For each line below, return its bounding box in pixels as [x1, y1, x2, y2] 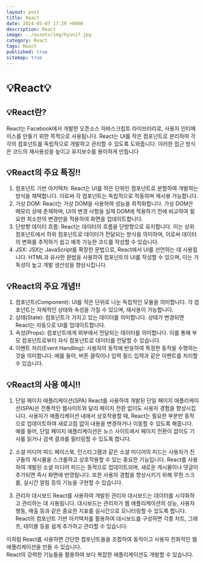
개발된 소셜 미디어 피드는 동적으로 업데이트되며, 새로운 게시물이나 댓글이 [26, 463, 199, 471]
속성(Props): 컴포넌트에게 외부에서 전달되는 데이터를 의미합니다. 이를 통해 [15, 329, 191, 337]
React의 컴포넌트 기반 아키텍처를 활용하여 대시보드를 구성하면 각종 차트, [15, 515, 187, 522]
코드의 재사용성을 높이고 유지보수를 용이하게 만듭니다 [12, 148, 139, 155]
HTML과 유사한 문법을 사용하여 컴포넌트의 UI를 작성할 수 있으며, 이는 [28, 254, 193, 261]
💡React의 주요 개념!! [6, 281, 81, 291]
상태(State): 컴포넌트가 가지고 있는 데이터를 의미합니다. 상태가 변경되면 [15, 314, 185, 321]
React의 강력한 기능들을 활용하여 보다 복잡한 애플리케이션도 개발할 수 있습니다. [6, 551, 194, 558]
